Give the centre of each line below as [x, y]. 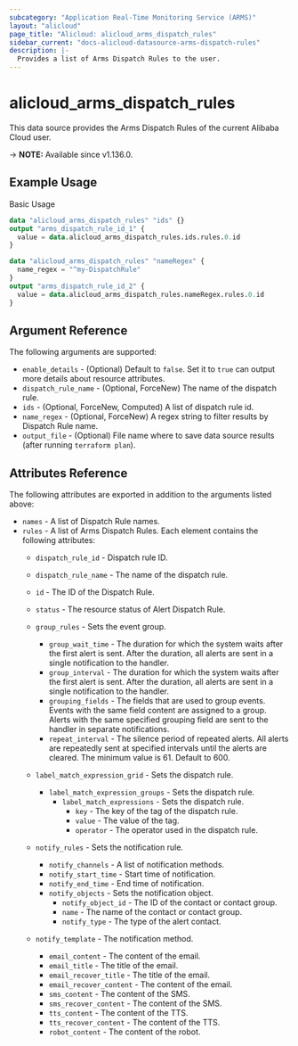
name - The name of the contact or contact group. [152, 912]
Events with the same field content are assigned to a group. [157, 711]
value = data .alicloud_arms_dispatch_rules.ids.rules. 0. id [129, 237]
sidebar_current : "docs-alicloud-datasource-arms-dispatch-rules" [135, 42]
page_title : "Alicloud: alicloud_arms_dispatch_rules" [113, 34]
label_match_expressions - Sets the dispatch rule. [153, 802]
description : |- [39, 51]
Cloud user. [30, 137]
